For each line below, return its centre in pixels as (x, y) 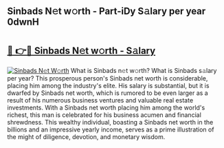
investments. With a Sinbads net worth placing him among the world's (106, 107)
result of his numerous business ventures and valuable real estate (100, 100)
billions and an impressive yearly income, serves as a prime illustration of (111, 129)
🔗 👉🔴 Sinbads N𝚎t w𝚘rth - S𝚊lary (81, 51)
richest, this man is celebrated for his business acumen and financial (104, 115)
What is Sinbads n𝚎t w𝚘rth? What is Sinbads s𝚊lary (144, 71)
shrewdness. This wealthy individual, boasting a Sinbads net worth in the (110, 122)
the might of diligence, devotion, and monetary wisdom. (86, 137)
